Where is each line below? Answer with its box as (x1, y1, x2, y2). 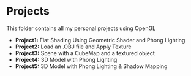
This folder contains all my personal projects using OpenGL (6, 25, 156, 32)
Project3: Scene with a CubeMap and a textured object (15, 49, 155, 56)
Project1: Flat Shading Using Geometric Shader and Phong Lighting (15, 36, 185, 44)
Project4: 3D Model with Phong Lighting (15, 56, 118, 63)
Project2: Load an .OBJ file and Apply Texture (15, 43, 132, 50)
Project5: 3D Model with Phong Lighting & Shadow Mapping (15, 63, 168, 70)
